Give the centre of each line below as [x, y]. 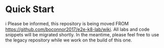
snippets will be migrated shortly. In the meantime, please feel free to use [82, 34]
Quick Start [30, 9]
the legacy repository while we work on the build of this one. [69, 40]
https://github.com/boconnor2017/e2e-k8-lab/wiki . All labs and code [77, 29]
